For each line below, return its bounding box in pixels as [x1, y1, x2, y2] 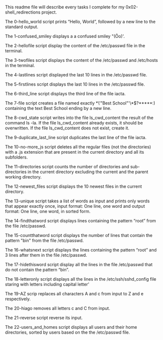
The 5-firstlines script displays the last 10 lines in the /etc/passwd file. [5, 81, 145, 87]
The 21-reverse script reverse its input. [5, 315, 83, 321]
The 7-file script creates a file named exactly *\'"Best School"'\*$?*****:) [5, 100, 156, 106]
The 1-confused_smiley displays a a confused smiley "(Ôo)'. [5, 34, 125, 39]
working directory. [5, 174, 42, 179]
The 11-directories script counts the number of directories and [5, 164, 129, 169]
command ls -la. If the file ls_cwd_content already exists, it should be [5, 120, 143, 125]
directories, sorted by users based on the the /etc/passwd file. [5, 329, 130, 335]
